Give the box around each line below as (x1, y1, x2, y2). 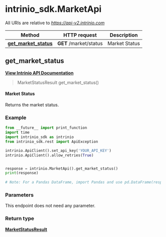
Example (5, 114, 27, 121)
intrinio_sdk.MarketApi (5, 3, 102, 15)
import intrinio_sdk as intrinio (5, 135, 74, 140)
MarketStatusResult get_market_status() (17, 79, 99, 85)
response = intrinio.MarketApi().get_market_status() (5, 166, 119, 171)
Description (109, 31, 138, 38)
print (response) (5, 171, 39, 176)
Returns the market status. (5, 101, 59, 107)
